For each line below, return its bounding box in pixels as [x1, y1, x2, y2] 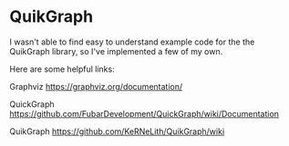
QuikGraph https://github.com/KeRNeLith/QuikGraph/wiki [9, 125, 225, 137]
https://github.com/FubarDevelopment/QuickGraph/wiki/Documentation [9, 108, 280, 119]
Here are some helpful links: [9, 63, 116, 74]
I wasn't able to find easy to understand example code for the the [9, 36, 255, 47]
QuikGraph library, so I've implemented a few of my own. [9, 45, 223, 56]
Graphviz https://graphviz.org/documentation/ [9, 81, 183, 92]
